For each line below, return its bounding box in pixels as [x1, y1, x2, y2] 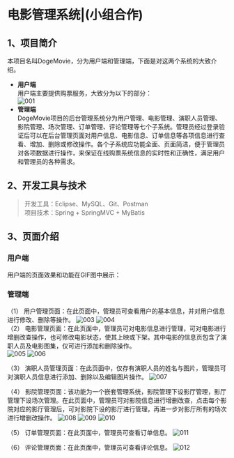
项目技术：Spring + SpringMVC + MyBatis [24, 208, 145, 217]
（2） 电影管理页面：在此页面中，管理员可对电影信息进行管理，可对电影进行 [7, 324, 226, 333]
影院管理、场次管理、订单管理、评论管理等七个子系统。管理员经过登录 [17, 123, 219, 130]
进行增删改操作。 [7, 413, 56, 422]
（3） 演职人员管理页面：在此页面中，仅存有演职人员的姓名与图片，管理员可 [7, 364, 226, 372]
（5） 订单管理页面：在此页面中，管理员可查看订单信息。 [7, 428, 172, 436]
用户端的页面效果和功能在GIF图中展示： [7, 270, 121, 279]
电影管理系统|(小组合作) [7, 7, 143, 23]
